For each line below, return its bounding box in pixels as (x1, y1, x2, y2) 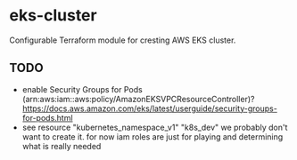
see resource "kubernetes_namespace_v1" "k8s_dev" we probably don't (21, 122, 288, 132)
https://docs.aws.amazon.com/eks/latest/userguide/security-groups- (21, 103, 278, 114)
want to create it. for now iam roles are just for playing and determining (21, 131, 284, 142)
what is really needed (21, 140, 102, 151)
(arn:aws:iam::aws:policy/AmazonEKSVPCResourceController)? (21, 93, 255, 104)
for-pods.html (21, 112, 73, 123)
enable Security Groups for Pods (21, 84, 143, 94)
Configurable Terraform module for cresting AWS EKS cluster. (9, 35, 236, 45)
